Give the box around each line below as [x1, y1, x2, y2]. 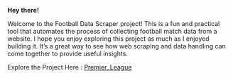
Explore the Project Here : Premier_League [7, 63, 132, 71]
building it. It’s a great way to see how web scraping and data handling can [7, 42, 226, 50]
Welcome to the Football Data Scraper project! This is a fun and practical [7, 20, 220, 27]
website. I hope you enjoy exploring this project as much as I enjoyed [7, 34, 210, 43]
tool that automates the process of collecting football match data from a [7, 27, 218, 35]
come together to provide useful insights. [7, 49, 128, 58]
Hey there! [7, 6, 39, 14]
